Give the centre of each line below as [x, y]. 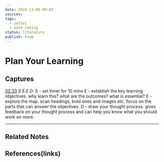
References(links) [33, 153]
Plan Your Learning [44, 61]
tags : [10, 19]
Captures [20, 79]
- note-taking [24, 28]
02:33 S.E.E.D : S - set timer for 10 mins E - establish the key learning [74, 91]
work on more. [20, 117]
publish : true [20, 37]
